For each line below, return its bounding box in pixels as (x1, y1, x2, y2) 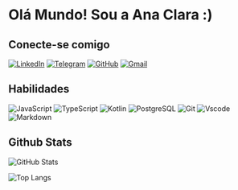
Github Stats (8, 135, 72, 150)
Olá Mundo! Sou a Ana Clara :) (8, 6, 213, 24)
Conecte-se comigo (8, 38, 110, 52)
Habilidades (8, 82, 70, 96)
